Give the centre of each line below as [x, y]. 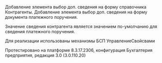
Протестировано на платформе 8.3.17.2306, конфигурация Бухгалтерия [79, 50]
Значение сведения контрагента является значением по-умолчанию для [81, 26]
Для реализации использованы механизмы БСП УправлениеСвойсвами [80, 41]
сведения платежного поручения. [40, 31]
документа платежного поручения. [41, 17]
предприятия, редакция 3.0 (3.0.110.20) [45, 55]
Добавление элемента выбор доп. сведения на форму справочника [76, 7]
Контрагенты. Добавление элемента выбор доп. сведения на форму [76, 12]
